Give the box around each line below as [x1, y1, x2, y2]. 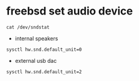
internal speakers [14, 34, 58, 42]
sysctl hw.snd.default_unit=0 [6, 47, 82, 53]
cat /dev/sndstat [6, 24, 50, 30]
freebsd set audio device [6, 4, 134, 18]
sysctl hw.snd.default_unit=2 [6, 68, 82, 75]
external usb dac [14, 57, 57, 64]
